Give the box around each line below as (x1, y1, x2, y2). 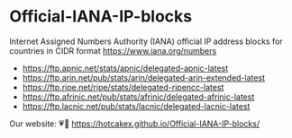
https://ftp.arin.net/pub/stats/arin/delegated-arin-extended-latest (22, 72, 266, 82)
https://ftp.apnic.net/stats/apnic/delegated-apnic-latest (22, 63, 229, 73)
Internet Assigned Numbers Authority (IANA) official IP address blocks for (9, 36, 283, 47)
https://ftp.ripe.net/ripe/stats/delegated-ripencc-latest (22, 82, 224, 92)
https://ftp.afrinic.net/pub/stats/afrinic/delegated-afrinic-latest (22, 91, 255, 102)
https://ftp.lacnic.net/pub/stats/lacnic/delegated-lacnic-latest (22, 100, 251, 111)
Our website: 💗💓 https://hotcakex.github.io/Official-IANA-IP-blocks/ (9, 118, 260, 129)
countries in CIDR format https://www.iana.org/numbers (9, 45, 217, 56)
